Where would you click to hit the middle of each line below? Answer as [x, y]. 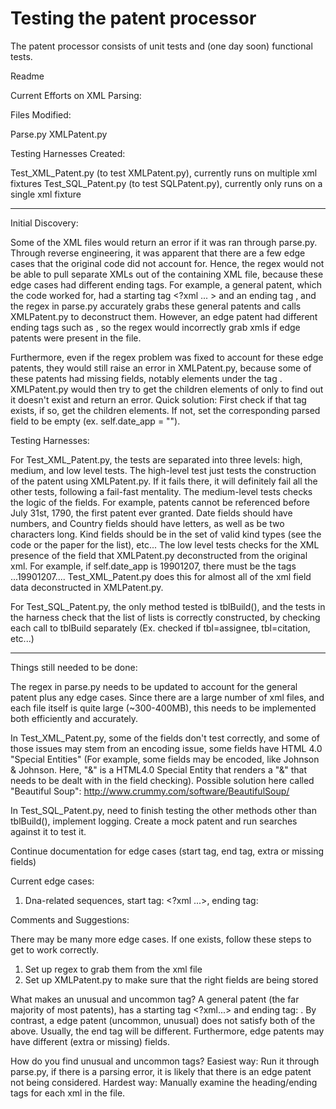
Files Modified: [41, 114]
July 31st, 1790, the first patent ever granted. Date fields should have [151, 513]
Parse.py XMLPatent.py [59, 134]
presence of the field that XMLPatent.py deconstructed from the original [159, 555]
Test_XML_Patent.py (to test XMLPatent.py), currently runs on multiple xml [164, 173]
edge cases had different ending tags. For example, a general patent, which [166, 284]
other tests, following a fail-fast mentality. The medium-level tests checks [161, 491]
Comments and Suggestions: [70, 919]
